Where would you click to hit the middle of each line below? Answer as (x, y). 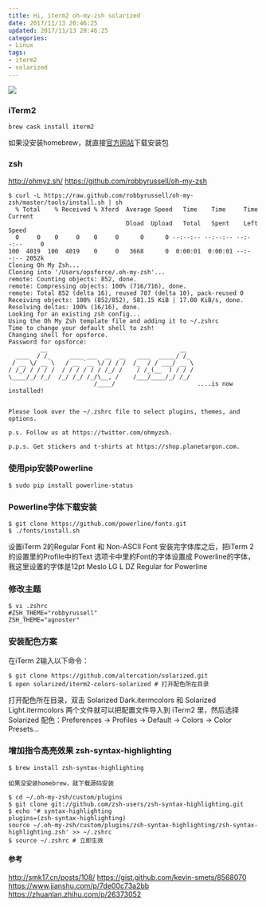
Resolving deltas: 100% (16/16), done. (74, 308)
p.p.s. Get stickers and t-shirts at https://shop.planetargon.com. (124, 447)
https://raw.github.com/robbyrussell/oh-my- (119, 196)
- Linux (21, 45)
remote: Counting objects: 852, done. (72, 280)
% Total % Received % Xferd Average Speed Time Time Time (137, 210)
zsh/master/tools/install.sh (57, 203)
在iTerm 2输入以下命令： (49, 660)
